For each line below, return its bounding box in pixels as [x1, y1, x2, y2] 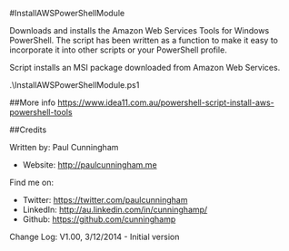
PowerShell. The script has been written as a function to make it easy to [9, 35, 279, 45]
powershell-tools [9, 107, 73, 117]
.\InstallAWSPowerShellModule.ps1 [9, 80, 140, 90]
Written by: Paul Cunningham [9, 142, 119, 152]
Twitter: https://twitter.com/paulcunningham [22, 195, 188, 205]
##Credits [9, 124, 47, 135]
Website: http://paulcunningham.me [22, 159, 157, 170]
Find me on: [9, 177, 55, 188]
